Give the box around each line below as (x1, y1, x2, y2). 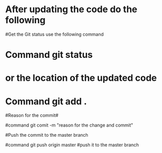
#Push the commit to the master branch (5, 132, 88, 138)
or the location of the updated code (5, 72, 157, 84)
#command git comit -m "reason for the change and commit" (5, 122, 134, 128)
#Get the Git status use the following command (5, 31, 104, 37)
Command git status (5, 49, 93, 60)
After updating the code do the (5, 4, 138, 15)
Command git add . (5, 96, 87, 107)
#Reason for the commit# (5, 112, 58, 118)
